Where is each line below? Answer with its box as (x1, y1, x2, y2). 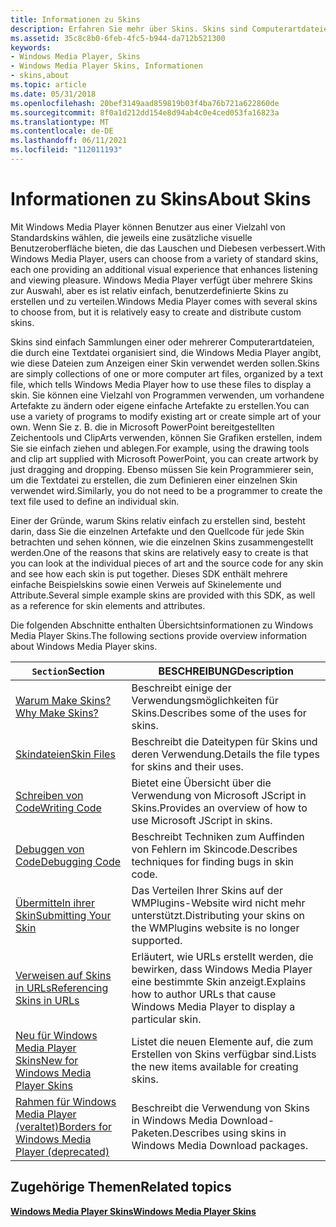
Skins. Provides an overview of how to (131, 801, 308, 815)
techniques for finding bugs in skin (131, 854, 294, 868)
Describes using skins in (171, 1126, 287, 1140)
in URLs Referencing (15, 981, 109, 995)
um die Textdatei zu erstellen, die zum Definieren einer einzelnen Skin (10, 474, 298, 486)
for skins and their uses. (131, 759, 244, 773)
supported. (131, 933, 183, 947)
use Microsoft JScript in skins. (131, 813, 273, 827)
